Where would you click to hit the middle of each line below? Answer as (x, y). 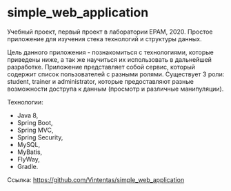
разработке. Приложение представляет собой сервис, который (101, 67)
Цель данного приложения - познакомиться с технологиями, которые (110, 52)
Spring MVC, (35, 130)
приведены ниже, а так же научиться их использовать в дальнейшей (110, 59)
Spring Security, (40, 137)
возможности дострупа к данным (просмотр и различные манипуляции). (115, 89)
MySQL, (29, 144)
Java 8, (28, 115)
